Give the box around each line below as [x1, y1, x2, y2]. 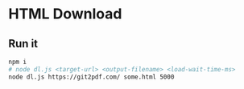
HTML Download [8, 5, 122, 23]
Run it [8, 37, 39, 51]
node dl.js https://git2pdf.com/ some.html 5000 [8, 73, 175, 81]
